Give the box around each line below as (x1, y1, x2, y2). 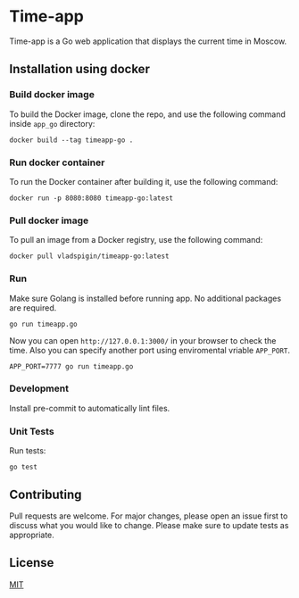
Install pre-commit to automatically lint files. (9, 403, 170, 413)
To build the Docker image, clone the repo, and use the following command (9, 109, 286, 120)
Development (9, 382, 70, 395)
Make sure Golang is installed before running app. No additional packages (9, 293, 282, 303)
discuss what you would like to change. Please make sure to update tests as (9, 519, 289, 530)
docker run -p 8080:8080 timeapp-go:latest (9, 194, 174, 203)
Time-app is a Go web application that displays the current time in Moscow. (9, 36, 287, 46)
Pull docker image (9, 214, 89, 227)
